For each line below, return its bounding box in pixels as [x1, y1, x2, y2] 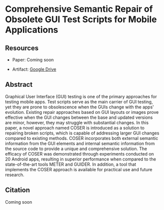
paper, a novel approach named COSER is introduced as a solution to [5, 125, 145, 131]
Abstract [5, 80, 33, 89]
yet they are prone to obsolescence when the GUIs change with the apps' [5, 104, 154, 110]
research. [5, 172, 25, 178]
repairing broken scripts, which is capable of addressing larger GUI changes [5, 130, 160, 136]
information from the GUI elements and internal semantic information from [5, 140, 155, 146]
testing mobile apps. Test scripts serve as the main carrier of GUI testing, [5, 99, 153, 105]
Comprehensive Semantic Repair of [5, 3, 153, 15]
